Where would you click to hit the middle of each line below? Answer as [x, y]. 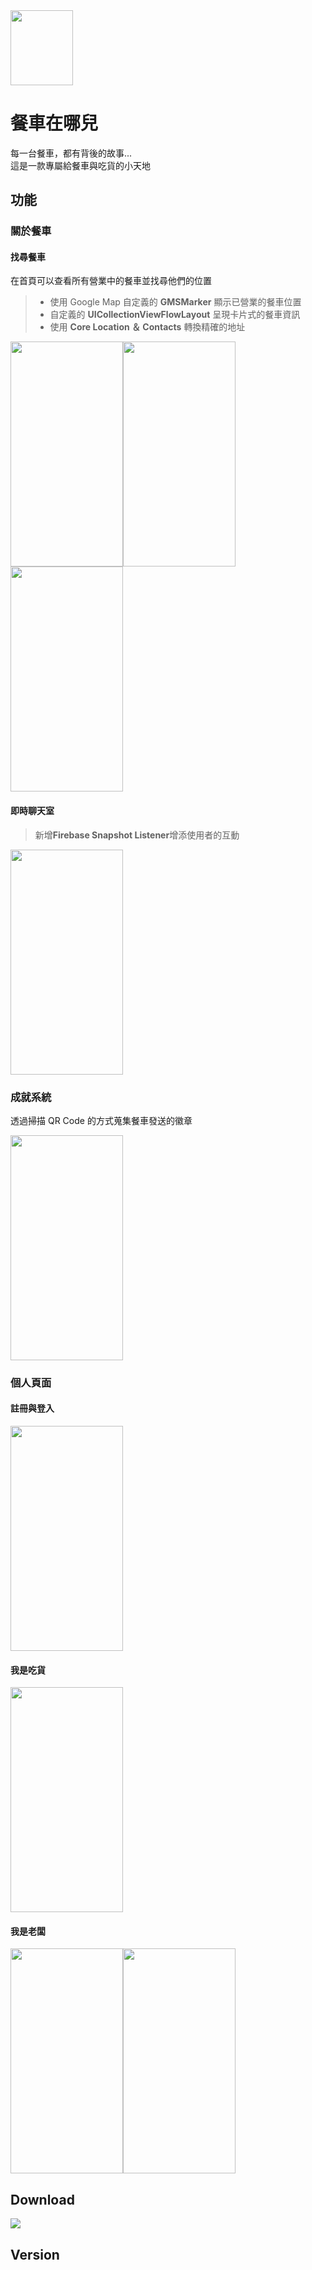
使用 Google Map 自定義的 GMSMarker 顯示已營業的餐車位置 [175, 302]
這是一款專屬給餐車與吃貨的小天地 [80, 165]
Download [42, 2199]
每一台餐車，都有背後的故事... [71, 153]
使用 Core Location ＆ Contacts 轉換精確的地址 [147, 327]
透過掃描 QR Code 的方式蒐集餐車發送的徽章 [101, 1120]
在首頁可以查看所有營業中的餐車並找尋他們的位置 [111, 281]
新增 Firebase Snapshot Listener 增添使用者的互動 [137, 835]
